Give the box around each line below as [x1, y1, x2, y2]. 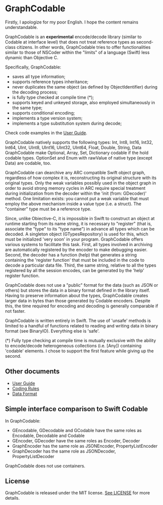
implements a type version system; [12, 115, 83, 121]
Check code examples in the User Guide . [5, 130, 88, 136]
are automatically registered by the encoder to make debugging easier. [5, 247, 148, 252]
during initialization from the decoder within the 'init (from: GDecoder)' [5, 190, 147, 196]
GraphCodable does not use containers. [5, 463, 85, 469]
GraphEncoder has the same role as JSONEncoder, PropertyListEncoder [12, 443, 158, 449]
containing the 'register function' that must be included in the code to [5, 257, 145, 263]
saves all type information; [12, 73, 66, 79]
